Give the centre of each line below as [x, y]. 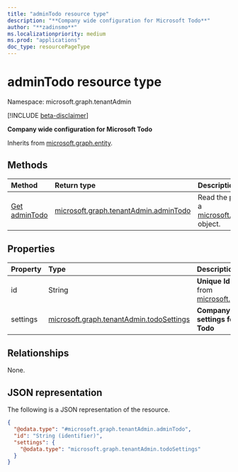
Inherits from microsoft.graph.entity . [60, 143]
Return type [75, 185]
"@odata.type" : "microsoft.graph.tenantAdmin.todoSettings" [110, 449]
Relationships [38, 353]
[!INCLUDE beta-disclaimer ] [48, 115]
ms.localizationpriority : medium [57, 34]
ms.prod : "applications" [44, 40]
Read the [212, 197]
